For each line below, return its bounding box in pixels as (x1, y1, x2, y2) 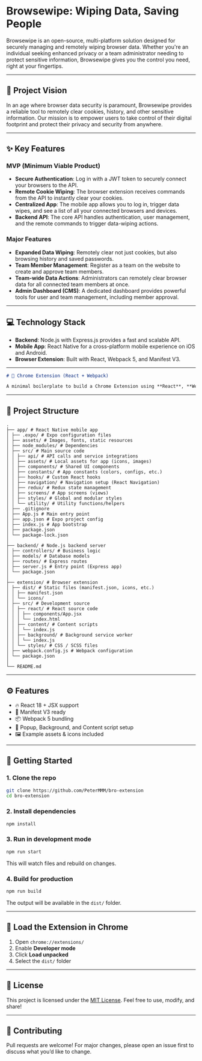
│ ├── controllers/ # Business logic (6, 548, 101, 554)
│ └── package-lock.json (6, 532, 69, 539)
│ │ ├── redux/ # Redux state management (6, 485, 112, 491)
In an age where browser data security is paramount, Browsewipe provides (6, 101, 192, 109)
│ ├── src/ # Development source (6, 601, 90, 607)
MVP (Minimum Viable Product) (6, 162, 100, 170)
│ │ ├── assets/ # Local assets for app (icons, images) (6, 459, 152, 465)
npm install (6, 821, 36, 827)
